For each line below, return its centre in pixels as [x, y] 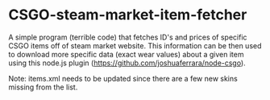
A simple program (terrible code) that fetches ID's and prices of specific [128, 37]
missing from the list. [43, 87]
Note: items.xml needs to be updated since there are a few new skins [123, 78]
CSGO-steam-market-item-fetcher [128, 15]
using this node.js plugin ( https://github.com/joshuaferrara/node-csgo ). [127, 63]
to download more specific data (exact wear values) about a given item [126, 54]
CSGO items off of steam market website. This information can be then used [135, 45]
